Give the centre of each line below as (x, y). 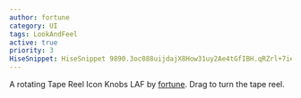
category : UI (34, 26)
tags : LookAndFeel (43, 34)
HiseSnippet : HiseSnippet (57, 59)
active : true (34, 42)
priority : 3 (31, 51)
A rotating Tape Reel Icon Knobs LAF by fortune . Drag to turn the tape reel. (147, 84)
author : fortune (39, 17)
